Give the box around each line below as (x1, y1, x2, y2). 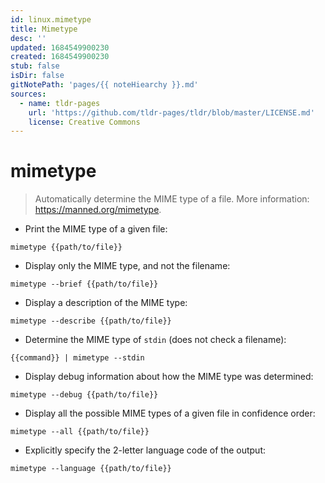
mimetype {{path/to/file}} (10, 242, 123, 253)
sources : (10, 89, 47, 99)
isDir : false (10, 71, 65, 81)
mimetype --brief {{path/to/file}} (10, 279, 159, 290)
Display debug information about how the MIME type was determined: (24, 371, 314, 383)
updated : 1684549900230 (10, 42, 110, 53)
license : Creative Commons (28, 117, 141, 127)
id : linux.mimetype (10, 14, 92, 25)
